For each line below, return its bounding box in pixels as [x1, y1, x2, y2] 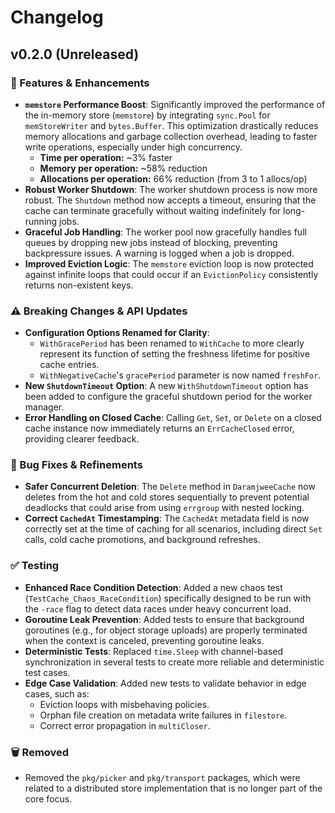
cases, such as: [24, 687, 90, 700]
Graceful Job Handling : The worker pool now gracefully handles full [24, 226, 307, 238]
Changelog [10, 6, 104, 29]
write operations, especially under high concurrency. [24, 141, 243, 153]
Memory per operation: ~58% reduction [39, 162, 208, 174]
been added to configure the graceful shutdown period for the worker [24, 391, 313, 403]
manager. [24, 401, 65, 413]
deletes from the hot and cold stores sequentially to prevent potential [24, 491, 310, 503]
